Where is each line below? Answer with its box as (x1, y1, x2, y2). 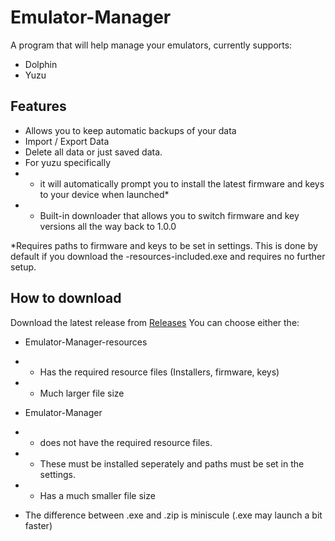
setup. (10, 261, 37, 273)
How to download (10, 290, 122, 307)
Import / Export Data (24, 135, 110, 147)
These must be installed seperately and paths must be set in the (39, 457, 305, 470)
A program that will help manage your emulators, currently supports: (10, 39, 293, 51)
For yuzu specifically (24, 156, 112, 168)
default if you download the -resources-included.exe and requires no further (10, 250, 326, 262)
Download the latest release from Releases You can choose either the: (10, 316, 300, 328)
